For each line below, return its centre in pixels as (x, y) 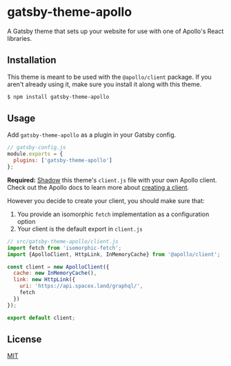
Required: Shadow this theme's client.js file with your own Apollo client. (112, 180)
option (26, 221)
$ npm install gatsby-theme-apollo (58, 97)
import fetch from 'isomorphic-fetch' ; (64, 248)
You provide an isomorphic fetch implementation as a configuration (113, 214)
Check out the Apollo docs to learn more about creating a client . (98, 187)
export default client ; (41, 318)
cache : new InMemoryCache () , (55, 273)
